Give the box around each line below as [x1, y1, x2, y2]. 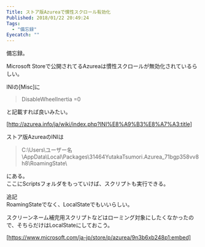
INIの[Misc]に [6, 84, 41, 91]
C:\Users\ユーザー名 [21, 146, 72, 154]
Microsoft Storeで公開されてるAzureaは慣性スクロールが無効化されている [6, 63, 192, 70]
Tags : [6, 20, 20, 26]
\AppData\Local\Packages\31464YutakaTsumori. [21, 153, 144, 160]
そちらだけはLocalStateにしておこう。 [17, 222, 114, 229]
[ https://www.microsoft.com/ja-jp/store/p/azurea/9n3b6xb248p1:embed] [6, 234, 191, 241]
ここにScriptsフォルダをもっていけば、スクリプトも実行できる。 [6, 180, 169, 187]
